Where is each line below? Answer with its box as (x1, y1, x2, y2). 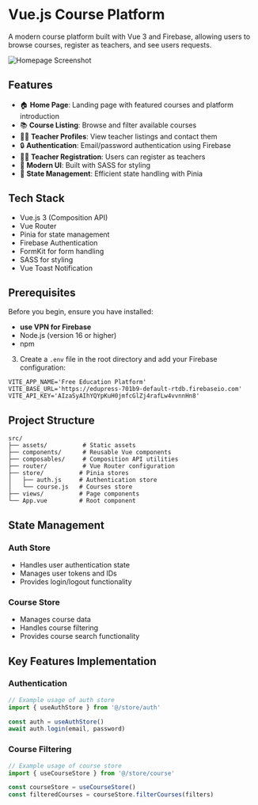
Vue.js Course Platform (8, 6, 165, 24)
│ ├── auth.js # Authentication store (8, 477, 157, 484)
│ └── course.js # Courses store (8, 483, 133, 492)
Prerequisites (8, 286, 76, 299)
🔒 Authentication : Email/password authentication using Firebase (19, 140, 231, 150)
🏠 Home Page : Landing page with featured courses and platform (19, 100, 234, 109)
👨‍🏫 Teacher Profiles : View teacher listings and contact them (19, 131, 218, 141)
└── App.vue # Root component (8, 497, 136, 505)
